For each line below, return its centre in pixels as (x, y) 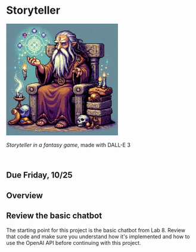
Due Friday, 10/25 (39, 175)
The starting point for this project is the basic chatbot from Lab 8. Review (96, 230)
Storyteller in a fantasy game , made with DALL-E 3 (69, 145)
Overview (25, 195)
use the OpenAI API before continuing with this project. (74, 242)
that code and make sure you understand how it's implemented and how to (98, 237)
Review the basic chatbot (54, 216)
